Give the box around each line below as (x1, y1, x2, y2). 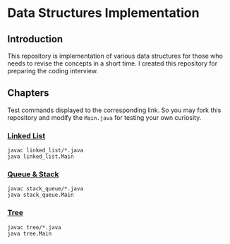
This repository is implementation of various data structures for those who (7, 51, 224, 60)
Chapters (7, 87, 49, 99)
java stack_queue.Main (7, 192, 74, 199)
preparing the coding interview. (7, 67, 99, 75)
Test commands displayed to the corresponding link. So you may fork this (7, 106, 222, 114)
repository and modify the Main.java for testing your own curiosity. (7, 113, 202, 121)
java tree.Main (7, 230, 52, 237)
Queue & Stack (7, 169, 59, 179)
